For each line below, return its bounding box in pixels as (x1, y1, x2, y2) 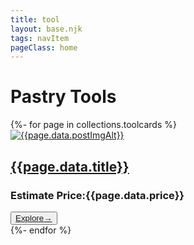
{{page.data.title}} (10, 158, 130, 175)
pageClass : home (10, 42, 78, 53)
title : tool (10, 14, 60, 25)
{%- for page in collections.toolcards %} (10, 119, 177, 131)
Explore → (15, 212, 53, 223)
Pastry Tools (10, 86, 117, 108)
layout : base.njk (10, 24, 83, 34)
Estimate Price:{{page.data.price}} (10, 188, 185, 202)
